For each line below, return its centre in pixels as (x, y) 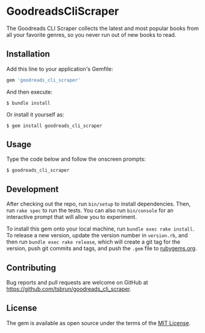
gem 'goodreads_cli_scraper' (43, 80)
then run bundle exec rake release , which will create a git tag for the (93, 242)
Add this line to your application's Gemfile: (60, 69)
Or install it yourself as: (35, 114)
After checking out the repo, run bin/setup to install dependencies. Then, (99, 204)
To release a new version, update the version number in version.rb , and (97, 235)
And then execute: (29, 92)
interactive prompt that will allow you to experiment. (72, 217)
